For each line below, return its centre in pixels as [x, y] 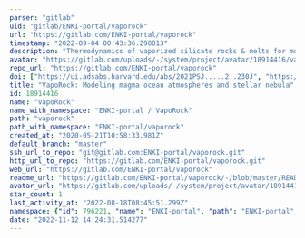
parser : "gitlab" [42, 18]
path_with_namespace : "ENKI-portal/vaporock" [97, 128]
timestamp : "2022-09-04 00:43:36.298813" [89, 43]
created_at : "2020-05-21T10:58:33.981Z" [87, 136]
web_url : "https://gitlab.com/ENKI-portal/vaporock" [111, 169]
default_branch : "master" [58, 144]
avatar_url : [32, 186]
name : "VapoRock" [42, 102]
